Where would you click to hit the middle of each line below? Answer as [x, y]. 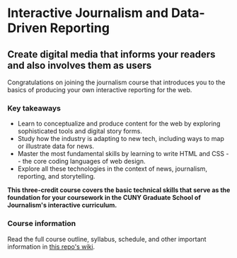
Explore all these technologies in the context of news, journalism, [112, 169]
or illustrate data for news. [56, 146]
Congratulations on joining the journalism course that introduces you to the [116, 82]
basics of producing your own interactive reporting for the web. [100, 90]
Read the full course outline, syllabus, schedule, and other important [107, 239]
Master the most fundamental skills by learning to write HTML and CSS [121, 154]
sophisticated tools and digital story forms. [80, 131]
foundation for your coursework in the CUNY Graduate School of [104, 198]
